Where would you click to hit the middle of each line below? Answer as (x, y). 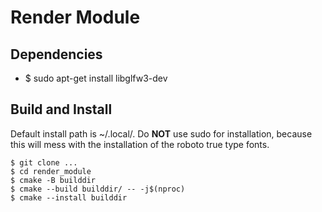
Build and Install (61, 109)
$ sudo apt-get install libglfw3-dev (96, 78)
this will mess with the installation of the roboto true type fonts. (140, 144)
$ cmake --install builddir (69, 197)
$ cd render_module (51, 171)
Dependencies (56, 54)
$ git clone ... (44, 162)
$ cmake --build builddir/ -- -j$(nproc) (98, 189)
